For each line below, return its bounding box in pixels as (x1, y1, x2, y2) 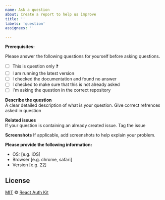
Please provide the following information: (5, 142, 93, 148)
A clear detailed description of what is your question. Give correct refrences (5, 102, 161, 108)
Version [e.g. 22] (12, 162, 47, 168)
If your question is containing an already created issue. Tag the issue (5, 123, 146, 129)
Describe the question (5, 97, 52, 103)
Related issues (5, 117, 36, 123)
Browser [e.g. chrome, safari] (12, 157, 73, 163)
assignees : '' (5, 26, 35, 31)
